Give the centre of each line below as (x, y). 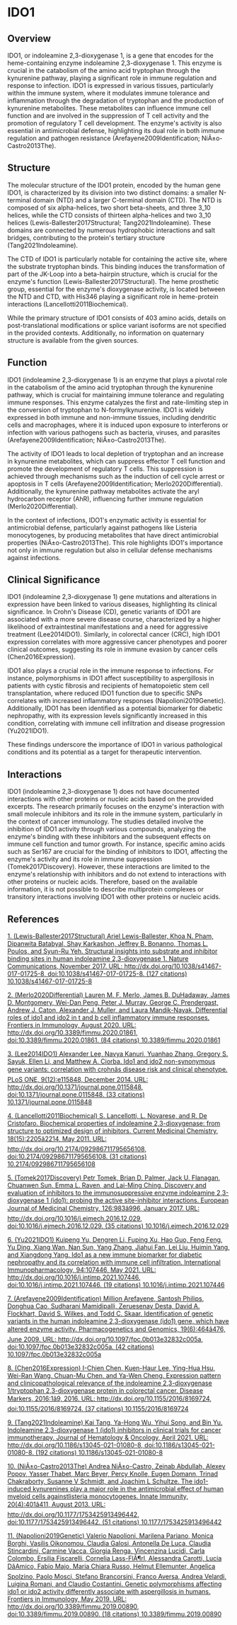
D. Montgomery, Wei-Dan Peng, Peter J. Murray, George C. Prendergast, (113, 1003)
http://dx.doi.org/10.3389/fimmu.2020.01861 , (73, 1033)
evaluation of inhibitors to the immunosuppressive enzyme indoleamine (111, 1193)
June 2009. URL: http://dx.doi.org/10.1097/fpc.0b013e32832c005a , (105, 1340)
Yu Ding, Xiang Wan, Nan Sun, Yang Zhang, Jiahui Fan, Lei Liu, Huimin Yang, (118, 1248)
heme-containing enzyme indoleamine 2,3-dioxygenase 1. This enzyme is (115, 63)
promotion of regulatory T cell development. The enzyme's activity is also (115, 123)
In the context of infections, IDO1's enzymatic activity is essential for (107, 520)
